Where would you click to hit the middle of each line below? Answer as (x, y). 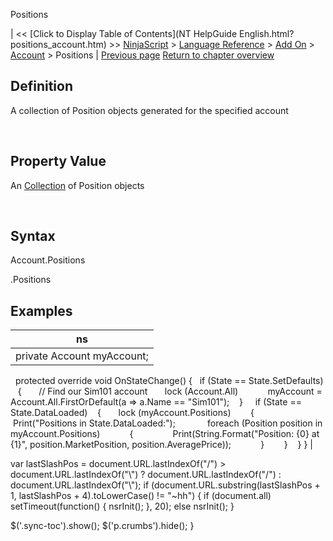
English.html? (266, 33)
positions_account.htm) (58, 44)
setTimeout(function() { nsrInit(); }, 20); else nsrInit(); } (122, 506)
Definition (41, 86)
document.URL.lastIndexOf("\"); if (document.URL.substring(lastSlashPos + (165, 485)
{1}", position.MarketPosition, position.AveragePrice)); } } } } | (161, 445)
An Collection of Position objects (77, 185)
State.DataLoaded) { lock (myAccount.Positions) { (132, 413)
